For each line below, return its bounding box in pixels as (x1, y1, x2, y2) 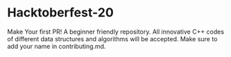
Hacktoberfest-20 (7, 5, 114, 21)
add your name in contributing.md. (7, 42, 106, 50)
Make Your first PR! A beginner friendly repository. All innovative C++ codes (7, 27, 224, 36)
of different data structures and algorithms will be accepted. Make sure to (7, 34, 218, 43)
